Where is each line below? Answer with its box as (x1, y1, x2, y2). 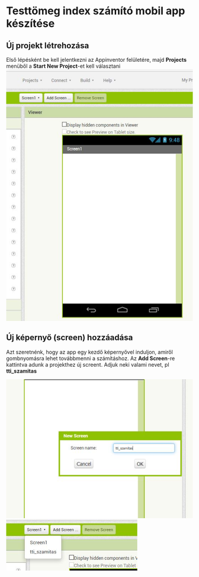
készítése (6, 17, 55, 30)
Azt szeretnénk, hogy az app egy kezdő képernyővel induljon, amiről (6, 348, 173, 355)
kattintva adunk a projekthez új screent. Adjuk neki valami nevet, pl (6, 361, 170, 368)
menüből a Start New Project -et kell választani (6, 62, 121, 70)
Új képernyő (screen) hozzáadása (6, 333, 133, 343)
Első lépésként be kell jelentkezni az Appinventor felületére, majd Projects (6, 56, 187, 63)
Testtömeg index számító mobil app (6, 4, 185, 18)
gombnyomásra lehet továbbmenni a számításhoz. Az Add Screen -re (6, 355, 175, 362)
